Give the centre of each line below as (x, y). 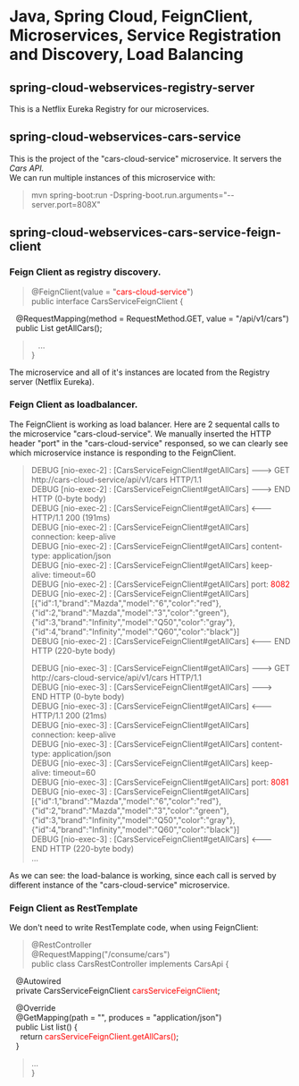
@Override (36, 1008)
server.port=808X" (66, 204)
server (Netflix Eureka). (52, 381)
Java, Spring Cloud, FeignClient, (131, 17)
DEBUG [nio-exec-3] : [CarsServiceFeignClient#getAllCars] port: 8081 (160, 782)
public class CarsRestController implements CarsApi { (130, 964)
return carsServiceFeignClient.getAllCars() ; (100, 1037)
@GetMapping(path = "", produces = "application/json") (119, 1018)
